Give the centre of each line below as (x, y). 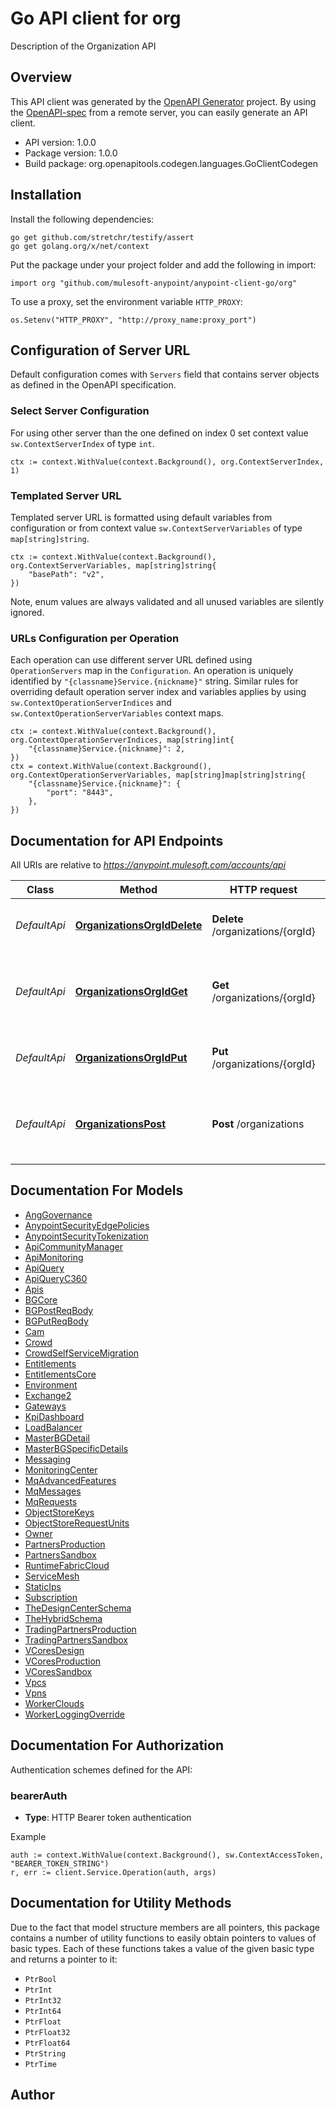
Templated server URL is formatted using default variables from (141, 517)
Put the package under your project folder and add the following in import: (163, 264)
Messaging (48, 1459)
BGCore (41, 1299)
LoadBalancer (53, 1427)
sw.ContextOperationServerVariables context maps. (117, 713)
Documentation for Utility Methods (121, 1903)
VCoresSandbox (58, 1671)
